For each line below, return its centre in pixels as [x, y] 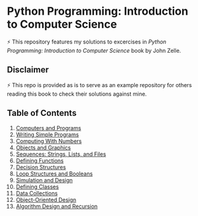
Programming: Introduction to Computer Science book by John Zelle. [94, 50]
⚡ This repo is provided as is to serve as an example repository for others [100, 85]
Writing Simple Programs [47, 134]
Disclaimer [28, 70]
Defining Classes [37, 187]
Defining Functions [40, 160]
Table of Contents [42, 113]
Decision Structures [41, 167]
